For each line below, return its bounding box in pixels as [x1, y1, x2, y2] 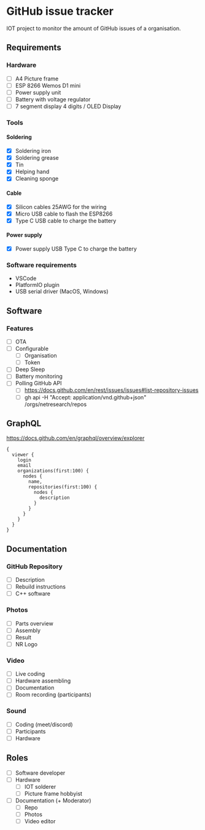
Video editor [24, 818, 56, 825]
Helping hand [15, 168, 50, 176]
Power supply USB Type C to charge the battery [15, 245, 137, 253]
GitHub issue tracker [6, 4, 114, 18]
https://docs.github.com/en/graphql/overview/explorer [6, 434, 145, 442]
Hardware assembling [15, 677, 71, 684]
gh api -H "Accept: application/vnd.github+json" [24, 393, 147, 401]
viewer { [12, 452, 34, 458]
